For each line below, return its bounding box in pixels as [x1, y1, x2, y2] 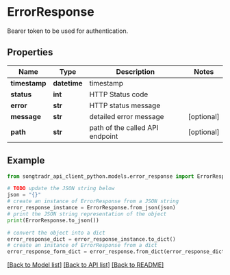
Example [7, 155, 45, 166]
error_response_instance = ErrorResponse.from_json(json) [7, 205, 176, 211]
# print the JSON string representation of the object [7, 210, 167, 218]
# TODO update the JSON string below [7, 185, 115, 192]
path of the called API [89, 122, 159, 132]
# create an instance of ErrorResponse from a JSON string [7, 198, 179, 205]
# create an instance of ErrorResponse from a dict [7, 242, 157, 249]
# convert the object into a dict [7, 229, 106, 236]
